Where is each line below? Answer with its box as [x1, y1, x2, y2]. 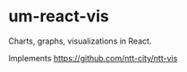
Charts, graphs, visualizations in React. [8, 36, 152, 46]
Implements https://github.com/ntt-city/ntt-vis [8, 52, 178, 63]
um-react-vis [8, 6, 109, 27]
